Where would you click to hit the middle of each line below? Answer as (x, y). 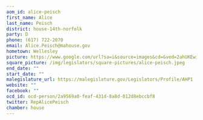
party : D (17, 35)
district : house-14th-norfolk (44, 29)
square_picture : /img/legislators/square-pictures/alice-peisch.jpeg (96, 62)
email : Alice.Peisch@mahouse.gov (48, 46)
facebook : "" (23, 91)
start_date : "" (25, 74)
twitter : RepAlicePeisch (37, 102)
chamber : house (25, 108)
